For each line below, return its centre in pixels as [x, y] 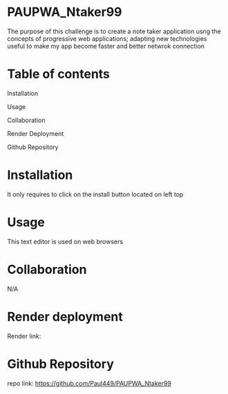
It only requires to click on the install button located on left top [95, 194]
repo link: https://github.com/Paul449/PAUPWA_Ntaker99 [89, 383]
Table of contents [59, 74]
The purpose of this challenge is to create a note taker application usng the [114, 31]
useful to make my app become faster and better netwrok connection [106, 46]
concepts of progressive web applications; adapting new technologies [107, 38]
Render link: [24, 336]
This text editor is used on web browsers [65, 241]
